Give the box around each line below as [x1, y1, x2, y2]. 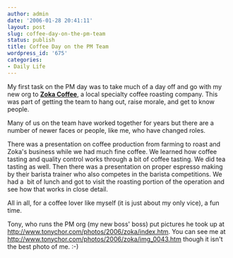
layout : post [7, 23, 46, 30]
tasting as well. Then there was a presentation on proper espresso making [7, 162, 223, 170]
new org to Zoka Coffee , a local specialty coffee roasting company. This [7, 90, 218, 98]
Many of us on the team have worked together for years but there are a [7, 118, 214, 127]
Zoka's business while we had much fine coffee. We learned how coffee [7, 147, 217, 156]
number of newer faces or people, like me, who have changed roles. [7, 126, 206, 134]
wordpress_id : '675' [7, 50, 68, 57]
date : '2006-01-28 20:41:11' [7, 17, 93, 24]
